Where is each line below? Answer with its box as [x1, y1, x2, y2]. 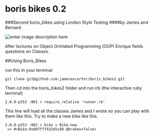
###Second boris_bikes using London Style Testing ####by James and [5, 19, 148, 25]
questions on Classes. [5, 48, 50, 54]
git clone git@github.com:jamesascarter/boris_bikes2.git [5, 76, 125, 81]
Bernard [5, 24, 21, 30]
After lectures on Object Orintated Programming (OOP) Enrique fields [5, 43, 143, 49]
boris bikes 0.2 [5, 3, 67, 15]
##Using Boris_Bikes [5, 58, 47, 63]
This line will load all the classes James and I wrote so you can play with [5, 108, 150, 114]
